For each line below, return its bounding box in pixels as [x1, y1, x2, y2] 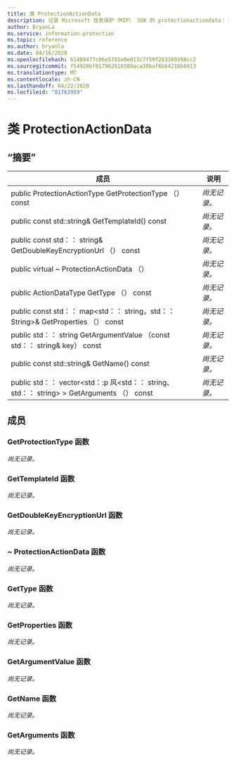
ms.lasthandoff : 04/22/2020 [7, 82, 90, 89]
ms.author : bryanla [7, 43, 65, 50]
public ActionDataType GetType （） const [11, 288, 152, 298]
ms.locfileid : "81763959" [7, 89, 83, 96]
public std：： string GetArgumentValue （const [11, 330, 170, 340]
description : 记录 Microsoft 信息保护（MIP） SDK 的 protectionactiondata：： [7, 17, 232, 24]
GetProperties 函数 [7, 620, 72, 630]
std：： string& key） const [11, 341, 102, 350]
